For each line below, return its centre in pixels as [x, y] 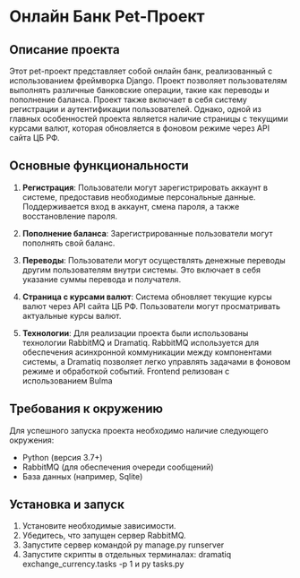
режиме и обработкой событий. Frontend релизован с [126, 371]
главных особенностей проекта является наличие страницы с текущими [149, 119]
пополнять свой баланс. [69, 243]
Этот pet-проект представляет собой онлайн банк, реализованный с [141, 71]
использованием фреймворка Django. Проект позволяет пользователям [148, 81]
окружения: [32, 440]
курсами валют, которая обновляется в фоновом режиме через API [140, 128]
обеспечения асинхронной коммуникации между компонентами [147, 352]
